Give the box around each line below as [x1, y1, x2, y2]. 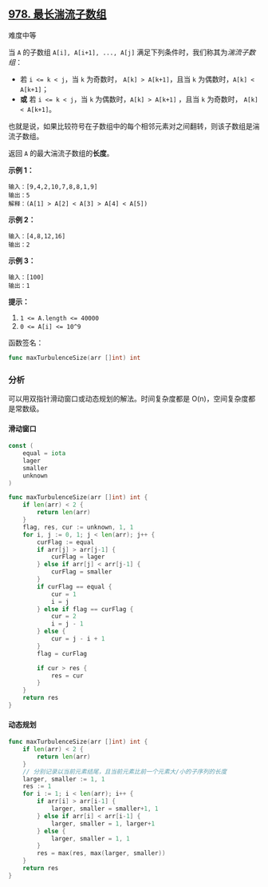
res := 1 [22, 782, 52, 790]
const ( [8, 442, 34, 450]
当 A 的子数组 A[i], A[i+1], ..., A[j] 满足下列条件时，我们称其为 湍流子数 [8, 47, 256, 57]
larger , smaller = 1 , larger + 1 [50, 819, 156, 828]
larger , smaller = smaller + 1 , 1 [50, 805, 159, 813]
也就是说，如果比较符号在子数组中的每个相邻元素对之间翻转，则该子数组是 [8, 121, 253, 130]
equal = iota [22, 449, 66, 457]
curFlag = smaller [50, 568, 112, 576]
